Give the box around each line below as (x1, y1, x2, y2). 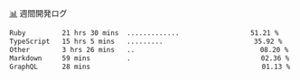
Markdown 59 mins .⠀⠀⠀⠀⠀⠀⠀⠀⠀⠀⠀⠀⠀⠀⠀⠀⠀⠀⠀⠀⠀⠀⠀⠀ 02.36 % (9, 53, 290, 63)
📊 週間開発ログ (9, 8, 68, 18)
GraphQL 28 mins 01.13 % (9, 62, 291, 71)
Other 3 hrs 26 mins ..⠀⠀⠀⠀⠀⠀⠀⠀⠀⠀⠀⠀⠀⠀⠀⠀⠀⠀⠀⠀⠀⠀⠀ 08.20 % (9, 45, 289, 54)
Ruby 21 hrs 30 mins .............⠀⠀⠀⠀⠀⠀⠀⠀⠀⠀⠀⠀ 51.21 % (9, 29, 279, 38)
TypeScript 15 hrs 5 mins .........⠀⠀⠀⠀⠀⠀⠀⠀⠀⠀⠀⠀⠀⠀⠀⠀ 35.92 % (9, 37, 283, 46)
